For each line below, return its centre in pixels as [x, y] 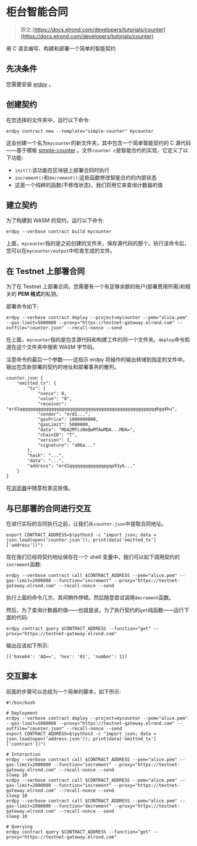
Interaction [26, 754]
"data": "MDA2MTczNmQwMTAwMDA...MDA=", [86, 430]
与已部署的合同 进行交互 [49, 508]
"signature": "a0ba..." [66, 445]
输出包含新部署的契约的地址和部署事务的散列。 [63, 367]
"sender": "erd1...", [64, 414]
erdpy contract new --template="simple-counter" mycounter [80, 131]
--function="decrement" [82, 806]
